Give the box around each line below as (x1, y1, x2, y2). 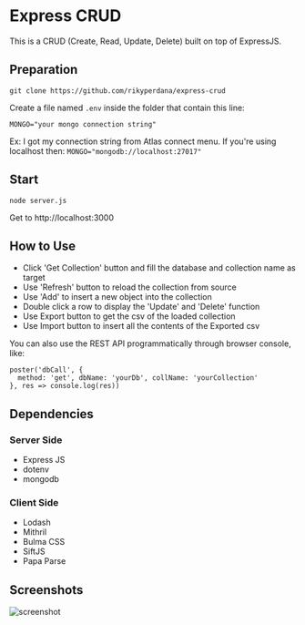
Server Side (9, 434, 63, 446)
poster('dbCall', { (9, 365, 84, 374)
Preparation (9, 62, 78, 77)
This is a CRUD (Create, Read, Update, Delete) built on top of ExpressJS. (9, 36, 282, 46)
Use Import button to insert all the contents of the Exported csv (22, 321, 260, 332)
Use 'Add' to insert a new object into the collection (22, 292, 212, 302)
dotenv (22, 464, 50, 475)
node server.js (9, 196, 67, 205)
